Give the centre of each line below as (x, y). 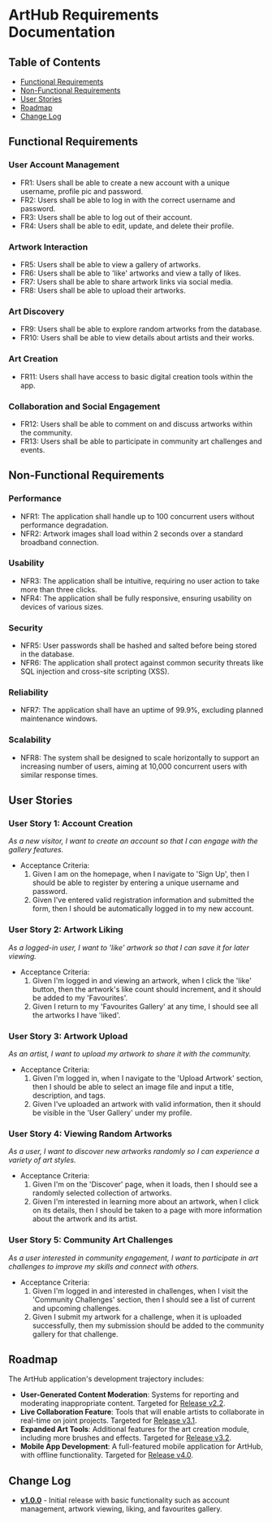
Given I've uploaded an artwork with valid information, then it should (147, 1104)
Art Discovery (37, 311)
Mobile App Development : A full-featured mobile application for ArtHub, (142, 1446)
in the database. (47, 654)
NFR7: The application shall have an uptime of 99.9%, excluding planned (142, 710)
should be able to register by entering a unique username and (136, 882)
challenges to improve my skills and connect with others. (104, 1266)
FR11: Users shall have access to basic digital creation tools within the (136, 376)
